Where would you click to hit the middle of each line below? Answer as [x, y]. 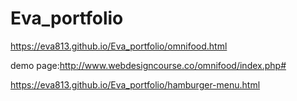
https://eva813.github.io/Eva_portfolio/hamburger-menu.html [135, 84]
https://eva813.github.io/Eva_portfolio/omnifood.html [119, 46]
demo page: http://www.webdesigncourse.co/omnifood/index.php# [148, 65]
